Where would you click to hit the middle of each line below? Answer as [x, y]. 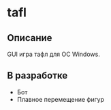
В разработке [37, 75]
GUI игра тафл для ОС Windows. [53, 54]
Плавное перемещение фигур [60, 99]
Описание [30, 38]
